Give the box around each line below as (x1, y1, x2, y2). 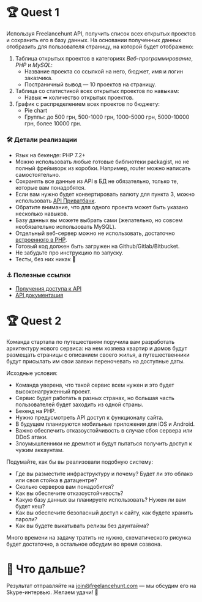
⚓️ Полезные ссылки (6, 271, 71, 280)
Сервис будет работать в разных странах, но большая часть (15, 395, 174, 402)
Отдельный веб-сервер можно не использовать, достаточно (15, 229, 176, 237)
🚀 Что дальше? (6, 562, 86, 576)
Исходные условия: (6, 370, 58, 377)
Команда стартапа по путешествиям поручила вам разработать (6, 338, 175, 346)
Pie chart (24, 106, 48, 114)
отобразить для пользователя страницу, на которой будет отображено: (6, 43, 194, 50)
